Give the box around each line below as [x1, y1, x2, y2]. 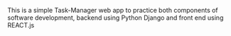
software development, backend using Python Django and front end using [7, 13, 224, 22]
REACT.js [7, 21, 35, 29]
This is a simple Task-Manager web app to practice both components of [7, 6, 218, 14]
